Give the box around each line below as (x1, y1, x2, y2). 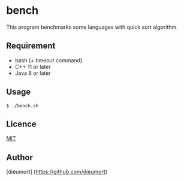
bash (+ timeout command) (14, 56, 83, 64)
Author (6, 152, 33, 162)
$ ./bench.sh (6, 102, 39, 108)
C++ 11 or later (14, 63, 51, 70)
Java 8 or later (14, 70, 51, 77)
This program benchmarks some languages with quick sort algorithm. (6, 23, 178, 31)
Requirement (6, 41, 56, 51)
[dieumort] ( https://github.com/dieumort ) (6, 168, 108, 176)
